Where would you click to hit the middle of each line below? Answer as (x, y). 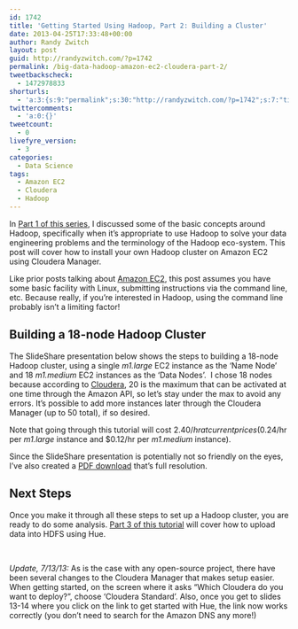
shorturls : (29, 91)
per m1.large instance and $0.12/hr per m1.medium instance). (120, 439)
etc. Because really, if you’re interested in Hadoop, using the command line (146, 297)
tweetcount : (31, 125)
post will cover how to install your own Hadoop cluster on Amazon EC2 (139, 252)
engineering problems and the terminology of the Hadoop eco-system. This (147, 242)
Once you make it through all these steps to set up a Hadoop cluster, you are (149, 515)
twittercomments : (41, 108)
